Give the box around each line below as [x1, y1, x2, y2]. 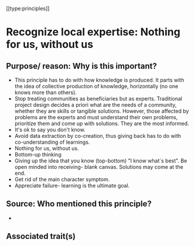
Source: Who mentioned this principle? [6, 199, 152, 209]
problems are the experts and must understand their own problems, [14, 114, 178, 120]
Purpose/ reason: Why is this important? [6, 61, 157, 71]
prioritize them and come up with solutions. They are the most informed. [14, 120, 189, 127]
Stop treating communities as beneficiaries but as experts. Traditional [14, 95, 183, 102]
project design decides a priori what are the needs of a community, [14, 102, 177, 108]
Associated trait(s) [6, 231, 76, 241]
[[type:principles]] [6, 5, 50, 12]
